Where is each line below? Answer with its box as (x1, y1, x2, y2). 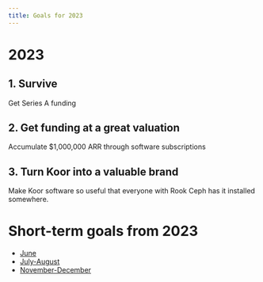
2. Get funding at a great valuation (8, 121, 181, 135)
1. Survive (8, 77, 58, 91)
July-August (19, 257, 60, 266)
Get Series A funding (8, 98, 77, 108)
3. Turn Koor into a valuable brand (8, 165, 179, 178)
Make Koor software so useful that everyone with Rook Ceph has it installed (8, 186, 256, 196)
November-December (19, 265, 92, 275)
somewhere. (8, 195, 49, 204)
